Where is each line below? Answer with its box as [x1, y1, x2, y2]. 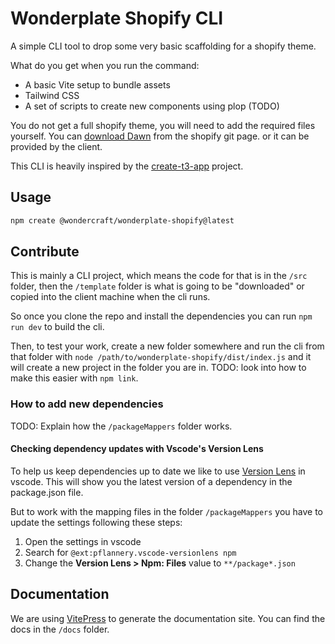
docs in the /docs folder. [10, 623, 110, 635]
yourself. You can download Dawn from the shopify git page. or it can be [10, 130, 310, 142]
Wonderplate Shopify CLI [10, 7, 224, 30]
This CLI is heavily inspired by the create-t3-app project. [10, 160, 244, 172]
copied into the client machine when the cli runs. [10, 291, 211, 303]
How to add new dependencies [10, 397, 164, 411]
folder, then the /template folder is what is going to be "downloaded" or [10, 280, 305, 292]
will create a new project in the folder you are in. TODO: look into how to [10, 362, 307, 374]
